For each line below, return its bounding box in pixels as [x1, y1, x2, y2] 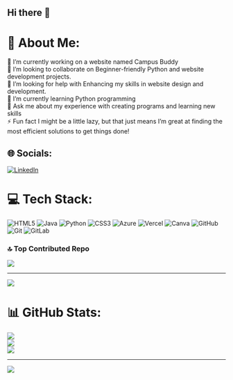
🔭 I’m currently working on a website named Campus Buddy [7, 58, 179, 66]
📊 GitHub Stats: [7, 304, 102, 320]
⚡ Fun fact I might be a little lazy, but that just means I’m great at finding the [7, 117, 223, 126]
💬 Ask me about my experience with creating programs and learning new [7, 102, 216, 110]
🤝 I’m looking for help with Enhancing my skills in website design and [7, 80, 204, 88]
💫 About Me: [7, 35, 80, 51]
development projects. [7, 72, 71, 81]
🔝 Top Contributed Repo [7, 244, 90, 254]
